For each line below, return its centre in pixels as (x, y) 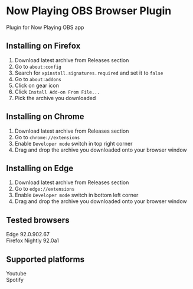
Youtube (16, 273)
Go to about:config (38, 66)
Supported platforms (45, 259)
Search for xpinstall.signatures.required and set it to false (89, 73)
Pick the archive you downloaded (55, 98)
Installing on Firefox (43, 46)
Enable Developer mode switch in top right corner (73, 143)
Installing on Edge (40, 168)
